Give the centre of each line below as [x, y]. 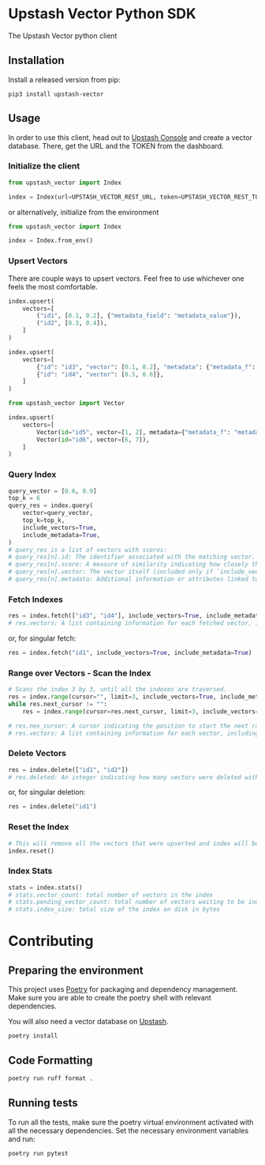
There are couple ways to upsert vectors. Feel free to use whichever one [126, 278]
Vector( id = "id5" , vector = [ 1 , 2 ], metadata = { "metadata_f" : [134, 432]
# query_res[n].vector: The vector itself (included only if [111, 572]
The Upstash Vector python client [63, 36]
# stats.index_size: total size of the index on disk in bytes [114, 910]
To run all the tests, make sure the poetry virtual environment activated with [131, 1122]
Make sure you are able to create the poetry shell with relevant [110, 998]
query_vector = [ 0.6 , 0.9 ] [52, 491]
